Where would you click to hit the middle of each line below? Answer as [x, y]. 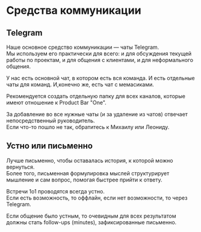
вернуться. [20, 167]
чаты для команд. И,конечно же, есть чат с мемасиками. [80, 84]
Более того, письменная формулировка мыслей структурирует [88, 173]
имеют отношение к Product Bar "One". [56, 102]
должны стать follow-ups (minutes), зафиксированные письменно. [91, 222]
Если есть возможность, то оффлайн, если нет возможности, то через [97, 198]
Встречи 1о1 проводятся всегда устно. [56, 191]
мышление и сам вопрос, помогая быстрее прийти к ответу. [84, 180]
